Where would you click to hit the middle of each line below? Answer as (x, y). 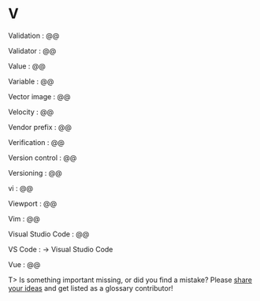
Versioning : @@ (35, 173)
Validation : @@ (34, 35)
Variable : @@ (31, 81)
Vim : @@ (24, 218)
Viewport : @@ (33, 203)
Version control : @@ (43, 158)
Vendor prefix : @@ (40, 127)
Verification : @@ (37, 142)
